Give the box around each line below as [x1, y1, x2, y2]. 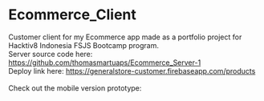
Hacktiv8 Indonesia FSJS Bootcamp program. [8, 40, 159, 50]
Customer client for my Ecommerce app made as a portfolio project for [8, 32, 242, 42]
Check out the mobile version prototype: [8, 83, 142, 93]
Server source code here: [8, 49, 93, 59]
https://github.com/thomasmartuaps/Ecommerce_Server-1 [8, 58, 201, 67]
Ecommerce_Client [8, 6, 136, 24]
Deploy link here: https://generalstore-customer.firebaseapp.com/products [8, 66, 256, 75]
